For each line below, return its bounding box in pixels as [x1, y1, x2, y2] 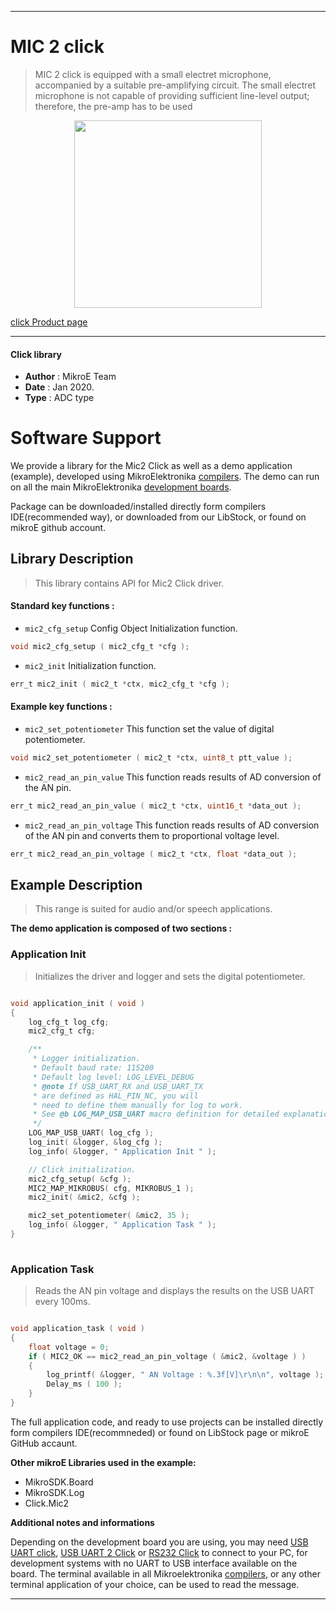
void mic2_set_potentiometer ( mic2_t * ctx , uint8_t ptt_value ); [10, 753, 293, 763]
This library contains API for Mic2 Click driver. [34, 577, 225, 589]
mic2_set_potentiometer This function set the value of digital [24, 723, 275, 735]
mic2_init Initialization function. [24, 659, 157, 671]
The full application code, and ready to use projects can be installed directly [10, 1416, 324, 1428]
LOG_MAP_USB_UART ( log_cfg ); [28, 1128, 155, 1138]
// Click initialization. [28, 1164, 137, 1175]
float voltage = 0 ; [28, 1342, 110, 1352]
